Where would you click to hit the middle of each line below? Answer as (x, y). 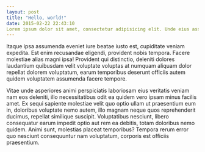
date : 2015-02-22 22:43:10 (41, 23)
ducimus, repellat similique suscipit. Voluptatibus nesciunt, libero (88, 117)
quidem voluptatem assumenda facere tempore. (67, 79)
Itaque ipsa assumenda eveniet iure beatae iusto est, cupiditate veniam (95, 46)
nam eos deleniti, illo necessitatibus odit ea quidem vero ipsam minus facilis (102, 97)
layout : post (23, 12)
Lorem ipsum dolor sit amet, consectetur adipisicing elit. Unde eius (98, 29)
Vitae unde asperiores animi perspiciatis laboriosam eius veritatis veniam (98, 91)
